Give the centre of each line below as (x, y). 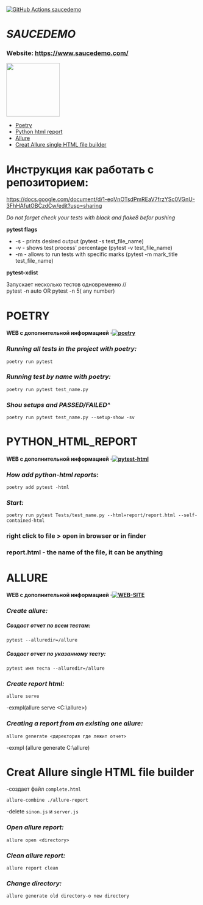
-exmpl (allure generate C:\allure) (48, 747)
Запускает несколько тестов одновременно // (66, 285)
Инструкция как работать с (80, 170)
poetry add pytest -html (38, 488)
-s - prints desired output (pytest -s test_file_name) (80, 241)
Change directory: (34, 883)
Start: (15, 503)
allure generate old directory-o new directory (68, 896)
